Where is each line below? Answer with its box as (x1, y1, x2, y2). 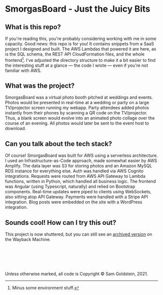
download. (5, 126, 26, 131)
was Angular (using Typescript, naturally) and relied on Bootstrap (5, 184, 135, 189)
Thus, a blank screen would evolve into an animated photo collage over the (5, 115, 155, 121)
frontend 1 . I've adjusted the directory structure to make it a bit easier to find (5, 56, 156, 63)
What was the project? (5, 82, 75, 90)
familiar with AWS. (5, 67, 42, 74)
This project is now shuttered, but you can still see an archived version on (5, 231, 153, 237)
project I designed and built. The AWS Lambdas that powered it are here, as (5, 46, 157, 52)
